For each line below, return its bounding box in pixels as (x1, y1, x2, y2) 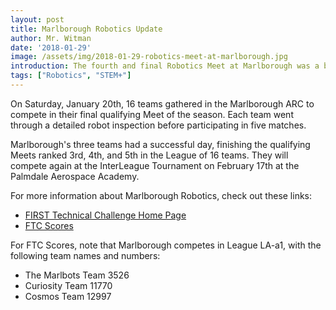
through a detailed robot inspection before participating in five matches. (10, 119, 307, 131)
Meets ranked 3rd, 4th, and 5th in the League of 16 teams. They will (10, 149, 289, 161)
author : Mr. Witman (10, 33, 92, 43)
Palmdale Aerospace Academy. (10, 170, 140, 182)
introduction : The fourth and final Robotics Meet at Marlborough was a (10, 61, 320, 71)
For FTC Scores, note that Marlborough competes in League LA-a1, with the (10, 239, 322, 251)
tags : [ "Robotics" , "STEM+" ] (10, 71, 132, 81)
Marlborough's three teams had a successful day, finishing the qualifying (10, 138, 311, 150)
